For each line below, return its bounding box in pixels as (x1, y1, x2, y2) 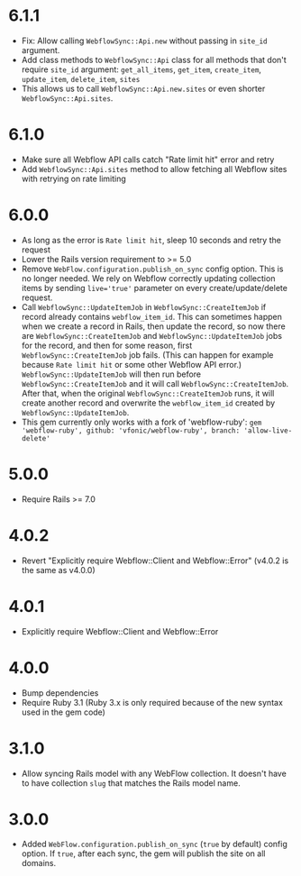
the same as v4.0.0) (21, 564, 96, 575)
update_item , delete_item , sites (21, 73, 141, 84)
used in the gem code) (21, 707, 105, 717)
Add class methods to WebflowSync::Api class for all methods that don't (21, 54, 287, 65)
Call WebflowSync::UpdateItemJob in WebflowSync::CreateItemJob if (21, 301, 267, 312)
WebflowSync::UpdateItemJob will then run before (21, 369, 202, 379)
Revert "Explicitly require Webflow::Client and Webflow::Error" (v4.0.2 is (21, 555, 289, 566)
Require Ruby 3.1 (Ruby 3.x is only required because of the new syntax (21, 697, 283, 707)
